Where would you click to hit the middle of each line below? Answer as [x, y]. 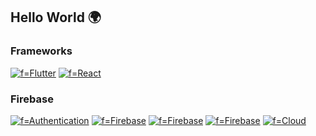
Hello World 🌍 [56, 17]
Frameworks [41, 51]
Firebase [32, 99]
